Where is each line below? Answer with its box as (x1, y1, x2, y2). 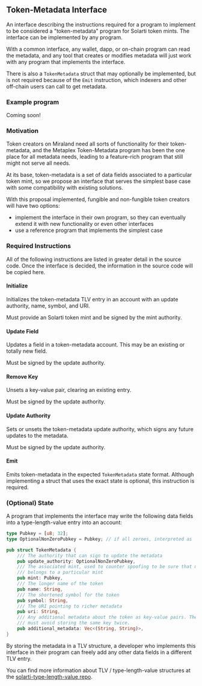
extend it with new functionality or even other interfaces (14, 220, 154, 228)
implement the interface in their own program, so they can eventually (14, 214, 186, 221)
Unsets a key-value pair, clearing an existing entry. (6, 386, 132, 394)
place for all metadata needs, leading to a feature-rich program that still (6, 153, 183, 161)
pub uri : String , (17, 609, 61, 615)
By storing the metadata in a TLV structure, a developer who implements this (6, 642, 196, 649)
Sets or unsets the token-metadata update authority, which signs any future (6, 425, 194, 432)
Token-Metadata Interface (6, 5, 107, 15)
